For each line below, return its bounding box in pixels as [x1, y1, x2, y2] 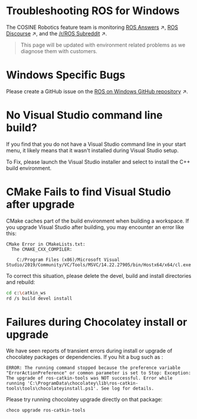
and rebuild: [6, 279, 35, 286]
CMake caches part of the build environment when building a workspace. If [6, 217, 189, 224]
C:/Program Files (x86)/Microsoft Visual [17, 257, 120, 263]
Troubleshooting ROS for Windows [6, 4, 180, 18]
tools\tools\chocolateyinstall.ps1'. [6, 385, 99, 392]
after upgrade [6, 198, 75, 211]
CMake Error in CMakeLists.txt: [6, 241, 86, 247]
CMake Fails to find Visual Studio [6, 185, 171, 198]
